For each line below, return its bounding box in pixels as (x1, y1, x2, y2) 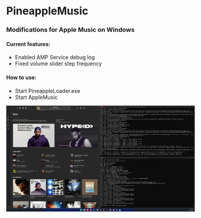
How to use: (6, 74, 37, 81)
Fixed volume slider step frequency (14, 60, 102, 67)
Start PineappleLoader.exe (14, 87, 81, 94)
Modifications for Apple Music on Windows (6, 26, 135, 34)
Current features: (6, 40, 51, 47)
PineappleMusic (6, 4, 89, 18)
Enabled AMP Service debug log (14, 54, 95, 61)
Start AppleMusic (14, 93, 58, 101)
